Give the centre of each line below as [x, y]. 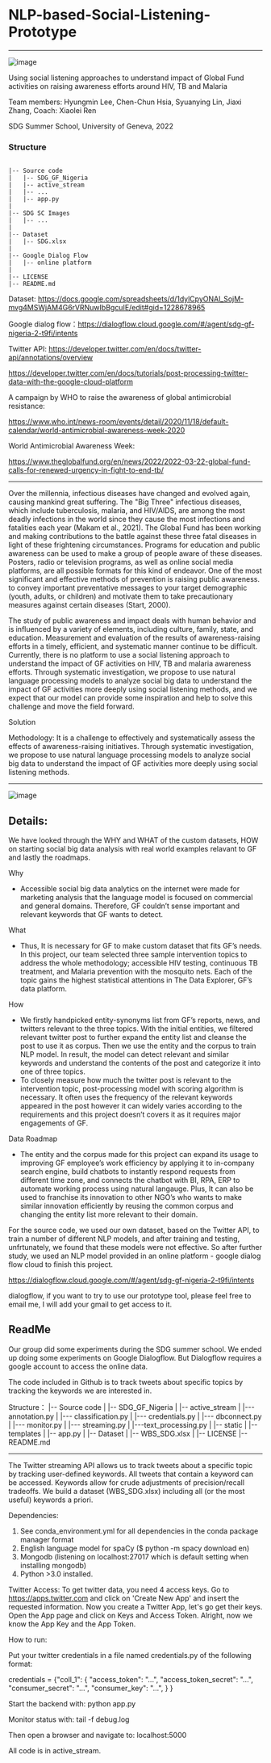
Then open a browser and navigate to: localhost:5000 [98, 1735]
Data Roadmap [33, 1139]
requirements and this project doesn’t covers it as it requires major [130, 1115]
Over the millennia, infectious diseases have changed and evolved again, [129, 494]
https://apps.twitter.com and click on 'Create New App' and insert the [124, 1598]
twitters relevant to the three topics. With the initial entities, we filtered [137, 1029]
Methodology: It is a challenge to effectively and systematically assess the [132, 738]
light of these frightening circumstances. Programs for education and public [134, 545]
